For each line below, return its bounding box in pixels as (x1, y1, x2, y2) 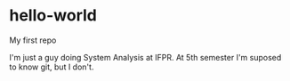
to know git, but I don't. (9, 61, 94, 72)
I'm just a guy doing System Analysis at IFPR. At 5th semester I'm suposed (9, 52, 282, 62)
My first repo (9, 35, 57, 45)
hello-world (9, 5, 98, 26)
